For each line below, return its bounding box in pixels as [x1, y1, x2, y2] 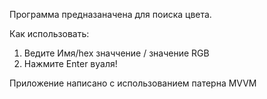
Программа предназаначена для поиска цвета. [9, 9, 212, 20]
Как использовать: [9, 28, 90, 39]
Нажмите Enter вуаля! [23, 58, 118, 69]
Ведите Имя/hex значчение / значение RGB [23, 47, 210, 59]
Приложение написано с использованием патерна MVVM [9, 77, 257, 89]
